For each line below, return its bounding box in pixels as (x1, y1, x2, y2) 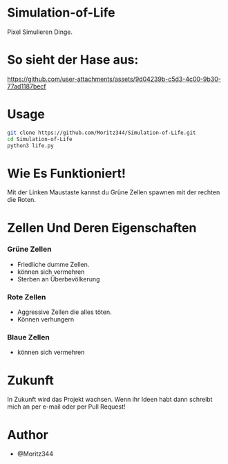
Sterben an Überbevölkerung (17, 275, 100, 283)
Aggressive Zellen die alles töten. (17, 308, 112, 316)
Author (7, 427, 48, 443)
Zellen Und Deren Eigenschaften (7, 220, 197, 236)
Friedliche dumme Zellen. (17, 260, 90, 268)
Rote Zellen (7, 292, 46, 301)
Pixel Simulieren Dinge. (7, 28, 73, 36)
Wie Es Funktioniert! (7, 165, 126, 181)
